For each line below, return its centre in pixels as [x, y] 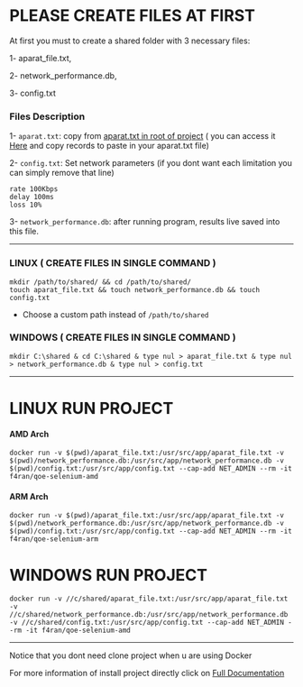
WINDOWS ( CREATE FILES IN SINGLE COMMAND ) [123, 337]
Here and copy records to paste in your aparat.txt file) [110, 146]
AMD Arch [29, 434]
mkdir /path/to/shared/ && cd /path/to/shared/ [101, 282]
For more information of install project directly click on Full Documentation [147, 673]
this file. [24, 232]
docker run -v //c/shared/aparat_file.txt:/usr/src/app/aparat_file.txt [149, 599]
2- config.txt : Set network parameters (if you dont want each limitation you [151, 163]
